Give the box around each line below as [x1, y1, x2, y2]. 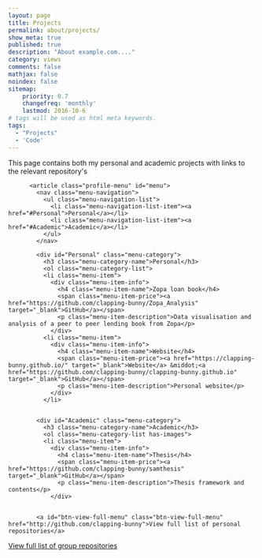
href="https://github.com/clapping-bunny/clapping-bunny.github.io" [8, 368, 238, 376]
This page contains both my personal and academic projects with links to [8, 158, 245, 167]
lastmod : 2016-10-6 [22, 107, 87, 115]
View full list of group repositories [8, 541, 118, 550]
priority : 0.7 [22, 92, 68, 100]
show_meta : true [8, 33, 61, 42]
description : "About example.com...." [8, 48, 135, 56]
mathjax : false [8, 70, 58, 78]
